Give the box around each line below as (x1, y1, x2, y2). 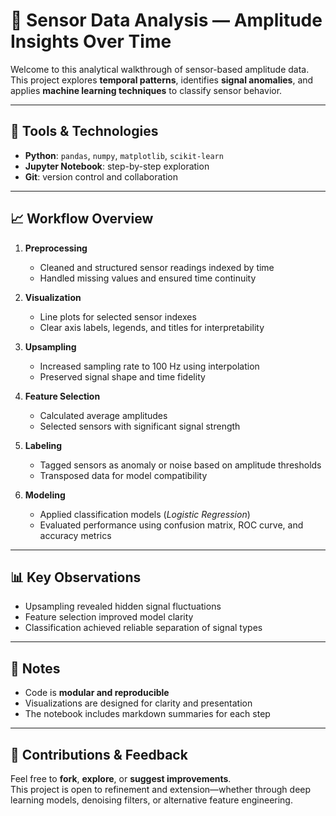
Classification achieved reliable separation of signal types (24, 622, 263, 634)
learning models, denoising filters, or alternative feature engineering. (10, 794, 293, 806)
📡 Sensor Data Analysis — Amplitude (10, 9, 323, 32)
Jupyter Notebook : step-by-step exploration (24, 160, 210, 172)
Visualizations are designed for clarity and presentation (24, 697, 253, 709)
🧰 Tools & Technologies (10, 123, 159, 140)
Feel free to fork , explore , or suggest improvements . (10, 773, 232, 784)
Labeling (24, 439, 63, 451)
